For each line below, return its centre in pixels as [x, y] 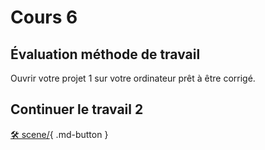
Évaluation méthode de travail [105, 54]
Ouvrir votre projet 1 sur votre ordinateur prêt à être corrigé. [133, 78]
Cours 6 [44, 17]
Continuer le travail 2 [77, 109]
